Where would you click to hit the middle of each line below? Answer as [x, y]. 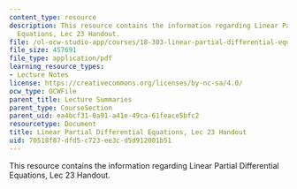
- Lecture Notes [39, 75]
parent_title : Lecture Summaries [71, 99]
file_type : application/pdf [61, 58]
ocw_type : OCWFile [43, 91]
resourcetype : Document [53, 125]
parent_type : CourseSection [61, 108]
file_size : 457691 [43, 50]
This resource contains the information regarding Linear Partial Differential [145, 165]
